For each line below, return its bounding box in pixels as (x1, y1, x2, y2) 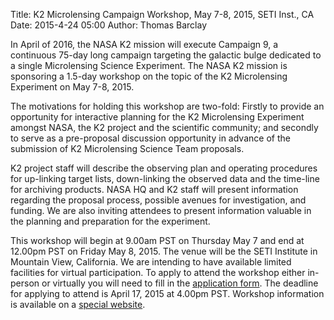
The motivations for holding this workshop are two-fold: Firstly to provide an (10, 100, 325, 112)
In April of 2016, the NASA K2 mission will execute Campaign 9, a (10, 39, 279, 50)
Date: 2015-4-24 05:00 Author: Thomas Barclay (10, 19, 208, 31)
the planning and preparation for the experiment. (10, 215, 211, 227)
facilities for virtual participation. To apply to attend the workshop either (10, 267, 306, 278)
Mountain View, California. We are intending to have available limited (10, 256, 292, 268)
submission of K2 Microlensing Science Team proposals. (10, 143, 245, 154)
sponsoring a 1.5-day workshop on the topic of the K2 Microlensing (10, 70, 288, 82)
